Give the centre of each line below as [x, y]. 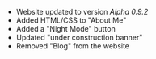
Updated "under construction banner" [79, 37]
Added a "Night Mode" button [65, 29]
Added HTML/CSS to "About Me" [71, 20]
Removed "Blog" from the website [73, 46]
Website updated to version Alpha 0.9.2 [82, 12]
